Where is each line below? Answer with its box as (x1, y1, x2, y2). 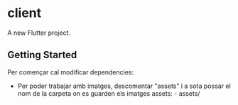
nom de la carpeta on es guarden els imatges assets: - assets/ (17, 89, 200, 97)
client (7, 5, 42, 21)
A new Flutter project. (7, 28, 71, 37)
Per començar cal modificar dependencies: (7, 67, 134, 76)
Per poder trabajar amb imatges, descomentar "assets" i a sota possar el (17, 82, 231, 90)
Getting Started (7, 49, 77, 61)
